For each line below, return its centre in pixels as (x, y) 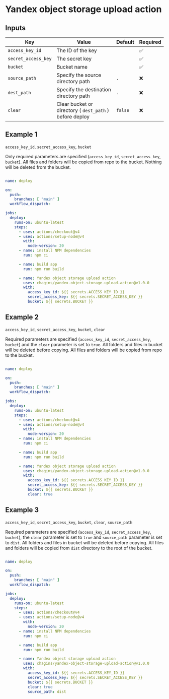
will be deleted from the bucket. (38, 167)
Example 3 (22, 510)
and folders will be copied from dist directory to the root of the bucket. (79, 548)
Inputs (16, 28)
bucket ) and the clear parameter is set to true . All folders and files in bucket (84, 344)
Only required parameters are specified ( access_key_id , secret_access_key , (83, 156)
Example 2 (22, 317)
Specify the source (79, 75)
